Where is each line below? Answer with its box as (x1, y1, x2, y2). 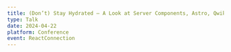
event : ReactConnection (7, 35, 76, 42)
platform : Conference (7, 28, 69, 36)
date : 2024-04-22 (7, 22, 57, 29)
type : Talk (7, 16, 38, 23)
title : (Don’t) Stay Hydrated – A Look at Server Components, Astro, (7, 9, 211, 17)
